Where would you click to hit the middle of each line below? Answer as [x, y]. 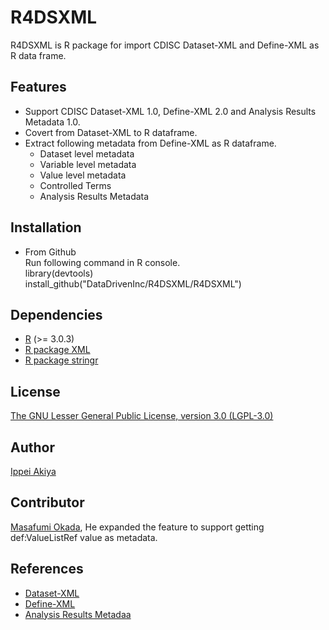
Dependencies [56, 314]
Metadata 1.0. [52, 122]
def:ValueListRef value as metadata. [84, 537]
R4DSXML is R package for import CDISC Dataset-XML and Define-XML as [165, 45]
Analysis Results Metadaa [78, 614]
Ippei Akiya [33, 471]
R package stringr [61, 360]
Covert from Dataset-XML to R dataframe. [111, 132]
